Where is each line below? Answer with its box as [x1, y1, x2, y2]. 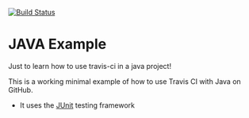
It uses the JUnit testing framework [19, 100, 136, 110]
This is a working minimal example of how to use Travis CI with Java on [8, 76, 242, 86]
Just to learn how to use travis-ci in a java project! [8, 61, 172, 70]
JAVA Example [8, 36, 107, 53]
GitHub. [8, 85, 33, 94]
